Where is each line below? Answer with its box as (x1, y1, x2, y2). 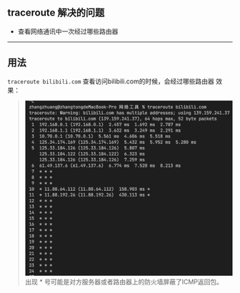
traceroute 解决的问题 (7, 6, 105, 19)
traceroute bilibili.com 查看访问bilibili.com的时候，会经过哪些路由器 (7, 77, 214, 86)
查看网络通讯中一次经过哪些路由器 (17, 27, 119, 36)
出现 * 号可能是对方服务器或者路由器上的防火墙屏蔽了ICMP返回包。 (24, 277, 224, 286)
